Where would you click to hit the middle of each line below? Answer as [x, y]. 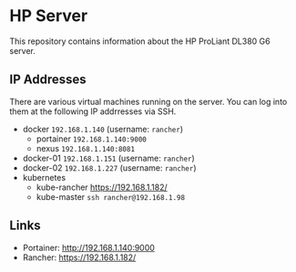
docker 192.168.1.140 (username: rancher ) [103, 129]
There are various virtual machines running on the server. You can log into [148, 101]
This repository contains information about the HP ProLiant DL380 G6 [140, 41]
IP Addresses [48, 80]
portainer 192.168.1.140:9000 [92, 139]
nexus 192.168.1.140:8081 [85, 148]
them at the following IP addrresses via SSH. [93, 111]
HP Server [49, 16]
